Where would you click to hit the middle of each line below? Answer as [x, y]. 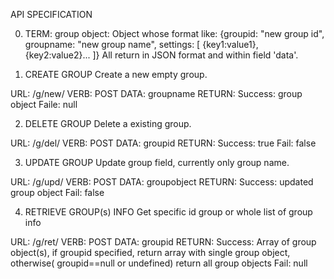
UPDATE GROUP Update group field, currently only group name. [157, 162]
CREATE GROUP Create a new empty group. [116, 74]
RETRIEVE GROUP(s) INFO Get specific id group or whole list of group [168, 212]
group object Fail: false [57, 192]
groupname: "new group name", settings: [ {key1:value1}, [141, 44]
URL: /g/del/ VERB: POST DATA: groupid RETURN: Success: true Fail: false [163, 143]
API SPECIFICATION [51, 14]
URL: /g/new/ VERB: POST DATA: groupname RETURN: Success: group [156, 93]
